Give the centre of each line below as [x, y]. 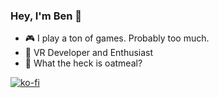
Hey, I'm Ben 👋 [46, 16]
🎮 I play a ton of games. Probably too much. [117, 38]
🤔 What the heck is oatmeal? [83, 63]
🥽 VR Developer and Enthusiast [89, 53]
